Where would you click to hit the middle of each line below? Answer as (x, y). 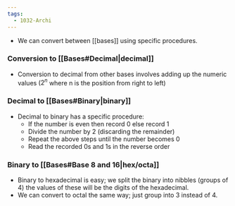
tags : (15, 14)
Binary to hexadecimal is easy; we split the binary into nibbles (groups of (123, 180)
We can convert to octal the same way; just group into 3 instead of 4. (118, 195)
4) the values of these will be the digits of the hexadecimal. (103, 188)
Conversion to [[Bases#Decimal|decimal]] (81, 59)
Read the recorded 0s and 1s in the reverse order (99, 146)
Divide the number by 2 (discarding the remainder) (101, 131)
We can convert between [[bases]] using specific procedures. (108, 40)
